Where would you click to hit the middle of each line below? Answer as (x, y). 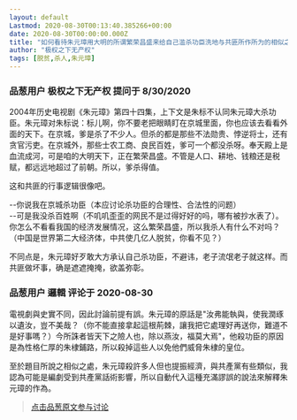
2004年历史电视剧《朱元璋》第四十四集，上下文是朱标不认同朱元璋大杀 (139, 112)
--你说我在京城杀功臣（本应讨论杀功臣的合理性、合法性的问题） (125, 205)
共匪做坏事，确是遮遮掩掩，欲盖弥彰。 (79, 268)
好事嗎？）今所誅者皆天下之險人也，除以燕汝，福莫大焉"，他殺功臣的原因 (150, 336)
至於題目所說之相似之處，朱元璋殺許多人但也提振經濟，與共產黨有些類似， (145, 366)
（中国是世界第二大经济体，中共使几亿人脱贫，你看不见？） (118, 238)
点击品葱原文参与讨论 (69, 407)
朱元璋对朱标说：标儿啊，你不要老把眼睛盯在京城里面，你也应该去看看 (152, 123)
